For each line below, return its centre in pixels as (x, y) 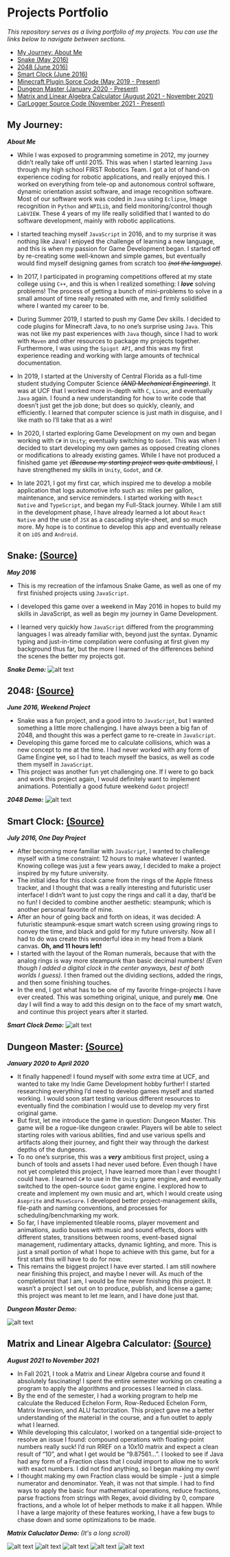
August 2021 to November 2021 (53, 1360)
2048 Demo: (25, 800)
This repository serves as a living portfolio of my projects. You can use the (113, 32)
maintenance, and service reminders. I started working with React (110, 497)
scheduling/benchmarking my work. (68, 1215)
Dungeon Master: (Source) (65, 1047)
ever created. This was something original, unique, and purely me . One (117, 997)
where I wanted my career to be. (63, 305)
